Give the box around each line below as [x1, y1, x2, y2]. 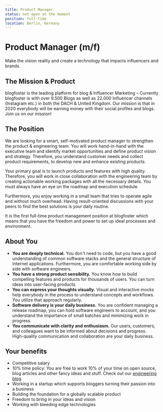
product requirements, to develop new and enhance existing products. [5, 158, 146, 164]
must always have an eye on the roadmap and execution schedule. [5, 183, 139, 189]
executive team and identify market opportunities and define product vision [5, 148, 156, 154]
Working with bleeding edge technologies [12, 402, 96, 408]
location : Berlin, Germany [5, 20, 60, 26]
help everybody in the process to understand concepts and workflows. [12, 292, 155, 297]
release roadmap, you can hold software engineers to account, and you [12, 307, 156, 313]
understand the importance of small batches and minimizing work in [12, 313, 149, 318]
